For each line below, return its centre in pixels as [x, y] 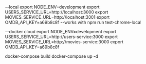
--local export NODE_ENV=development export [52, 7]
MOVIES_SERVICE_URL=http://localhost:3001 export [57, 17]
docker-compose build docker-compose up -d [52, 56]
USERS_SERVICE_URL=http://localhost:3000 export [57, 12]
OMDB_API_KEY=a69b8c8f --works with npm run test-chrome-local [73, 22]
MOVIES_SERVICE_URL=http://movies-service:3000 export [64, 42]
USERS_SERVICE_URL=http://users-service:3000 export [62, 37]
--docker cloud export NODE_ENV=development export [61, 32]
